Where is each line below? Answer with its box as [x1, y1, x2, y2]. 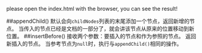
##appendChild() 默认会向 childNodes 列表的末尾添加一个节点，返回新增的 [6, 17, 190, 25]
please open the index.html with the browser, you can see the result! [6, 5, 178, 12]
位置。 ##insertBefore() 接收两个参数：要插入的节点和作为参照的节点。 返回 [6, 33, 197, 40]
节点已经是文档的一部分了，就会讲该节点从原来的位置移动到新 [39, 25, 195, 32]
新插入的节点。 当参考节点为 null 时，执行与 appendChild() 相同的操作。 [6, 40, 183, 47]
